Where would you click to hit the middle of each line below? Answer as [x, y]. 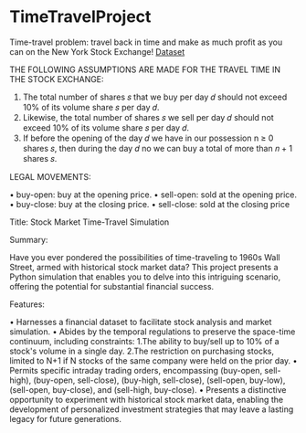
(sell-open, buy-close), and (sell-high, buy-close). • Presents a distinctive [148, 389]
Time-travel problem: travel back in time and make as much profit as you [146, 42]
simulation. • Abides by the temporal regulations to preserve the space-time [153, 332]
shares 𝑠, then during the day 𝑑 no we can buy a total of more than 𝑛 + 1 [158, 148]
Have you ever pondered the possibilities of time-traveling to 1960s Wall [145, 257]
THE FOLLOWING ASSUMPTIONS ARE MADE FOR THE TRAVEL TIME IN [145, 69]
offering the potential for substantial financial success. [112, 286]
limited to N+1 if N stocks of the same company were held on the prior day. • [153, 360]
